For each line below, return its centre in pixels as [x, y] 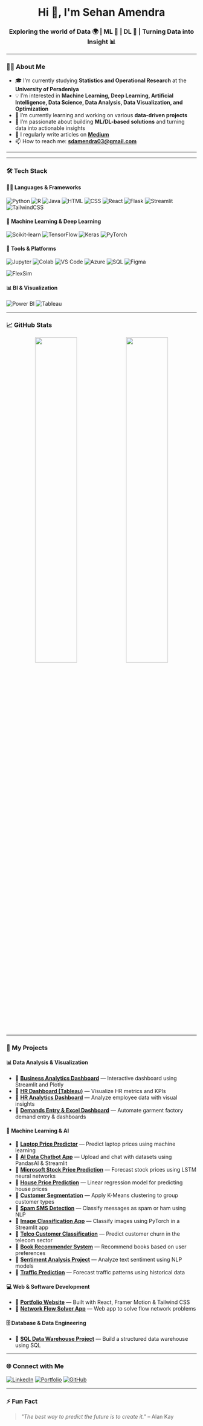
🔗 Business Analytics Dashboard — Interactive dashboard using [96, 1078]
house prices [31, 1189]
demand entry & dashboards [50, 1117]
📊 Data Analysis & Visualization [47, 1062]
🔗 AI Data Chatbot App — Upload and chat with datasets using [93, 1157]
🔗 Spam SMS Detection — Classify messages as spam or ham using [100, 1208]
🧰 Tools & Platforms [31, 248]
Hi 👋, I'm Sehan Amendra [101, 12]
